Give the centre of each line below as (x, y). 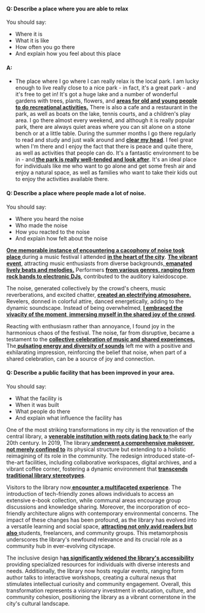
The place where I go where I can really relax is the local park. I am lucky (107, 81)
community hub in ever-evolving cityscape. (61, 546)
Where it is (29, 34)
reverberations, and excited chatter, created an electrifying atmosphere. (99, 295)
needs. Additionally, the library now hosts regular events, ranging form (95, 571)
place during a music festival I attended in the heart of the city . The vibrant (102, 256)
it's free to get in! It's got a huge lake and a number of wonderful (97, 94)
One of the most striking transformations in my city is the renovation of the (100, 430)
